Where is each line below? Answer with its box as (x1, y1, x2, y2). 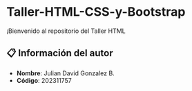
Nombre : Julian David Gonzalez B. (16, 69, 115, 77)
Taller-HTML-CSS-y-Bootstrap (6, 4, 186, 20)
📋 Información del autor (6, 47, 113, 59)
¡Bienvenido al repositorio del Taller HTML (6, 27, 126, 35)
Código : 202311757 (16, 76, 72, 84)
